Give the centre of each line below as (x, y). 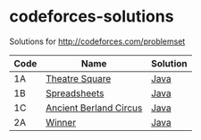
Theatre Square (79, 78)
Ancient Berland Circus (94, 108)
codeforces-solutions (92, 17)
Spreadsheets (75, 93)
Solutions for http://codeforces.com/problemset (97, 41)
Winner (61, 122)
